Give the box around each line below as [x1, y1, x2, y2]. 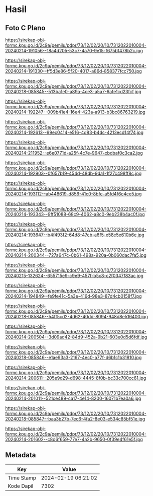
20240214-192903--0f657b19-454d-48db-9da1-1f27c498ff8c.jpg [5, 170, 142, 176]
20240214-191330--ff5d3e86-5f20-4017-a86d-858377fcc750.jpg [5, 68, 142, 74]
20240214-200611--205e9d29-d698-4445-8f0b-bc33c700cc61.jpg [5, 375, 146, 381]
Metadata [5, 451, 36, 459]
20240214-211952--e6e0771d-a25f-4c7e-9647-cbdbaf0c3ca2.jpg [5, 150, 143, 156]
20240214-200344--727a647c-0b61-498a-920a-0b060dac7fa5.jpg [5, 252, 146, 258]
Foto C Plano [5, 24, 46, 32]
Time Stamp [8, 474, 37, 481]
